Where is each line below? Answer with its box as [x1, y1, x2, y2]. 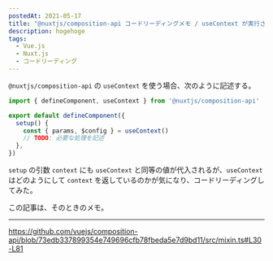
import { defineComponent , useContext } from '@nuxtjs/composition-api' [8, 97, 260, 105]
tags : [8, 34, 27, 43]
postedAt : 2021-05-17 [8, 11, 82, 20]
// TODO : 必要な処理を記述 [23, 134, 105, 142]
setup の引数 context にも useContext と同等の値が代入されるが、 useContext [8, 165, 263, 175]
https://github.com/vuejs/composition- [8, 227, 138, 236]
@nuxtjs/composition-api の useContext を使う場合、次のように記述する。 [8, 80, 256, 90]
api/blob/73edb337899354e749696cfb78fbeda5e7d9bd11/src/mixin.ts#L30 [8, 235, 262, 245]
